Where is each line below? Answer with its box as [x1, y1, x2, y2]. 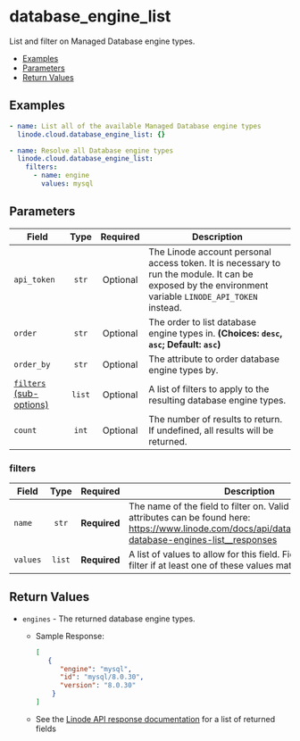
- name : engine [32, 171, 90, 180]
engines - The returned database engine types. [21, 613, 196, 624]
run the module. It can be [148, 268, 254, 280]
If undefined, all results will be [148, 424, 274, 437]
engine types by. [148, 363, 219, 376]
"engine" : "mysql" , [59, 664, 132, 673]
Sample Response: [35, 630, 104, 641]
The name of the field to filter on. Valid [129, 500, 289, 512]
